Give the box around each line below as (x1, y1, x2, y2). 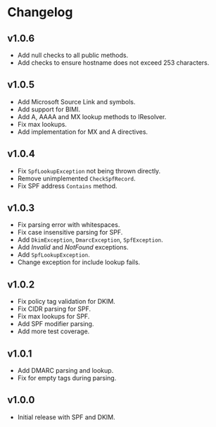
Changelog (7, 4, 73, 20)
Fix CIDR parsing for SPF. (17, 304, 91, 314)
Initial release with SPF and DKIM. (17, 413, 115, 421)
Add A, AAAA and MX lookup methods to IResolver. (17, 112, 167, 120)
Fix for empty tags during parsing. (17, 374, 117, 383)
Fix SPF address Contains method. (17, 181, 117, 190)
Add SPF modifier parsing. (17, 320, 94, 328)
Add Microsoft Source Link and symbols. (17, 97, 136, 106)
